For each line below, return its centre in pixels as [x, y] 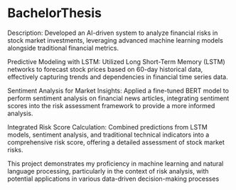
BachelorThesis [54, 13]
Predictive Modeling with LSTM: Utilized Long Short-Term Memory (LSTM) [116, 61]
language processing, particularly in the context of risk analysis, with [108, 171]
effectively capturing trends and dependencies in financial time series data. [118, 77]
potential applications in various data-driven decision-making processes [113, 179]
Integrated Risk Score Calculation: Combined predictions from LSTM [107, 127]
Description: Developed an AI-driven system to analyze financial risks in [113, 33]
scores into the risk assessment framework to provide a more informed [111, 105]
